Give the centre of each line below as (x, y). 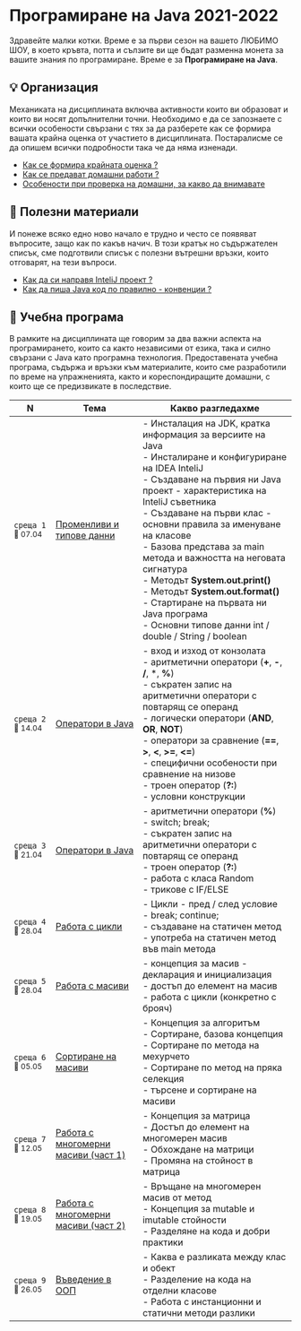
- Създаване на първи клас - (207, 514)
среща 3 (30, 846)
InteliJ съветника (179, 502)
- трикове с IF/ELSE (185, 890)
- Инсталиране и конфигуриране (214, 457)
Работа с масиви (92, 986)
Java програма (175, 614)
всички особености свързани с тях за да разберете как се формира (140, 128)
